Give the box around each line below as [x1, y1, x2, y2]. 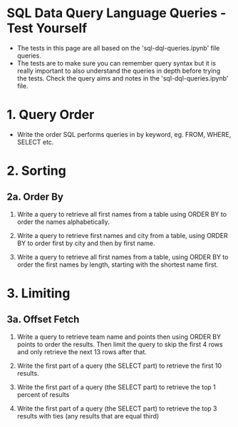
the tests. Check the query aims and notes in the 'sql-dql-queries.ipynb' [16, 73, 229, 83]
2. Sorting [6, 163, 67, 179]
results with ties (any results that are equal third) [16, 411, 160, 420]
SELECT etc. [16, 138, 54, 146]
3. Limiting [6, 285, 71, 302]
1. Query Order [6, 107, 95, 123]
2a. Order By [6, 191, 63, 203]
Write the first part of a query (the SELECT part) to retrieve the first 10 [16, 361, 222, 370]
